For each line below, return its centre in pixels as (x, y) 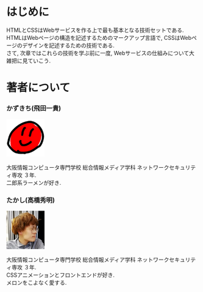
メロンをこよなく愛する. (37, 282)
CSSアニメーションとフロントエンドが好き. (60, 275)
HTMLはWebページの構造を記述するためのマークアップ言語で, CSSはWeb (99, 37)
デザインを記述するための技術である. (68, 45)
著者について (38, 88)
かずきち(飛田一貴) (34, 108)
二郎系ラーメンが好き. (34, 183)
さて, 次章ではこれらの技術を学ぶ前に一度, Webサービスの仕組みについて (98, 53)
